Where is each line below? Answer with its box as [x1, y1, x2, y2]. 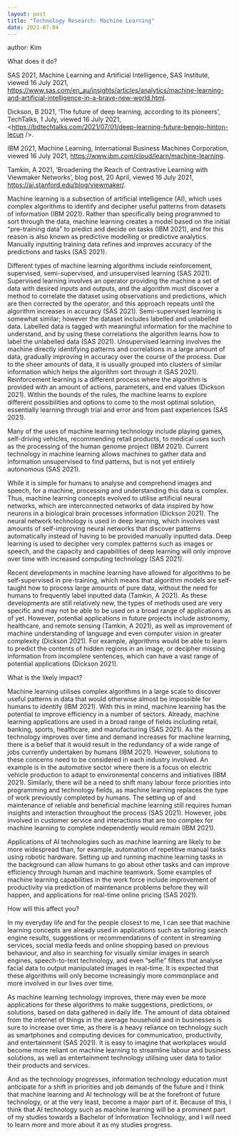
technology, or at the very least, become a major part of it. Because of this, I [7, 1097, 232, 1107]
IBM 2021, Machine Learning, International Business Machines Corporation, [7, 144, 229, 153]
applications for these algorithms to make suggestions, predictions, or [7, 1000, 213, 1009]
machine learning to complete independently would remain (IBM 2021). [7, 824, 216, 833]
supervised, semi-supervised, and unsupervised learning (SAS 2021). [7, 269, 212, 278]
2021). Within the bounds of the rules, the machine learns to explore [7, 391, 208, 399]
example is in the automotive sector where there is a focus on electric [7, 763, 213, 772]
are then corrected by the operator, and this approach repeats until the [7, 299, 215, 308]
